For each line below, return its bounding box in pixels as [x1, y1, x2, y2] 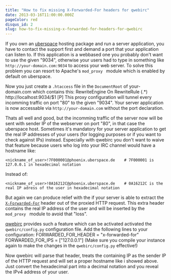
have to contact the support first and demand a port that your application [5, 46, 159, 52]
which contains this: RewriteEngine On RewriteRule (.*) [32, 89, 148, 95]
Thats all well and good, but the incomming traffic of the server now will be [5, 115, 163, 121]
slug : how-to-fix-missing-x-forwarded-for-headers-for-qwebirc [5, 27, 143, 32]
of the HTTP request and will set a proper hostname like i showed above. [5, 258, 158, 264]
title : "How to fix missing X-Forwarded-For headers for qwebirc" [5, 7, 150, 13]
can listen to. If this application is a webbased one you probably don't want [5, 52, 163, 58]
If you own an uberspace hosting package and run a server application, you [5, 41, 164, 47]
